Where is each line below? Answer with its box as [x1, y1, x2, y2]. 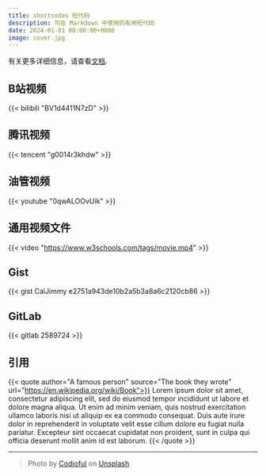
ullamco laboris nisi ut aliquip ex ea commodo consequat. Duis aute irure [8, 410, 245, 420]
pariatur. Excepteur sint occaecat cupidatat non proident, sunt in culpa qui [8, 427, 250, 436]
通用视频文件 [8, 221, 71, 234]
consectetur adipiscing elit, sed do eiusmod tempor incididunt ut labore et [8, 394, 249, 403]
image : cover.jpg [8, 33, 66, 42]
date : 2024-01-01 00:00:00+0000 [8, 26, 115, 34]
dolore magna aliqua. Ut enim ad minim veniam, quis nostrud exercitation [8, 402, 246, 412]
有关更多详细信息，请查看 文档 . [8, 56, 108, 66]
